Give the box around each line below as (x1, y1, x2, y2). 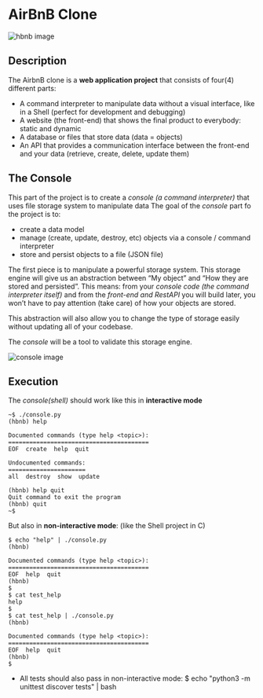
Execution (8, 375, 59, 388)
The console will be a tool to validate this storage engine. (8, 336, 192, 347)
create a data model (19, 224, 85, 233)
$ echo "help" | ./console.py (8, 536, 108, 544)
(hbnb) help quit (8, 487, 65, 494)
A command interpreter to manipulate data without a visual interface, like (19, 98, 255, 108)
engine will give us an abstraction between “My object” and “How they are (8, 273, 249, 282)
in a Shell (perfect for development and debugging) (19, 107, 186, 116)
